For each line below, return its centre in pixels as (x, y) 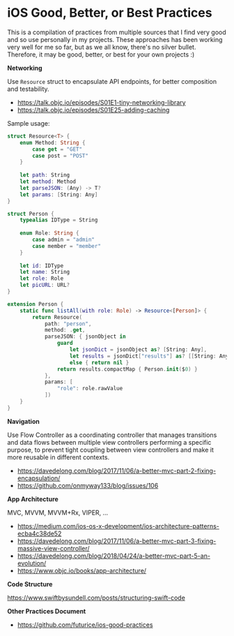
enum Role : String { (49, 233)
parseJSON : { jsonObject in (85, 337)
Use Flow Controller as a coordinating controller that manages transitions (112, 435)
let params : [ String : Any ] (59, 194)
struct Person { (31, 214)
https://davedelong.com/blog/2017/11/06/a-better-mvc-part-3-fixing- (117, 541)
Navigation (23, 421)
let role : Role (42, 279)
